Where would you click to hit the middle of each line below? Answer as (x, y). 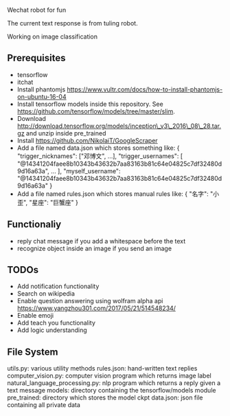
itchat (25, 82)
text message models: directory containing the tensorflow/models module (112, 391)
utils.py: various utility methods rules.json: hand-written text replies (102, 369)
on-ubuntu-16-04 (42, 96)
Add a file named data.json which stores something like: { (98, 148)
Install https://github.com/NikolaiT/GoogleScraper (87, 140)
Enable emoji (35, 316)
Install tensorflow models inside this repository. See (90, 104)
